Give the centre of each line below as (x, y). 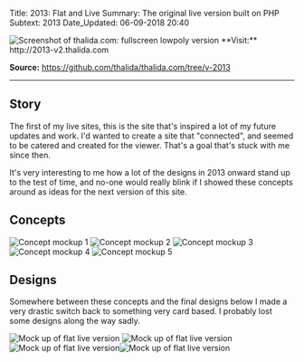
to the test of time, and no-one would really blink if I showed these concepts (152, 182)
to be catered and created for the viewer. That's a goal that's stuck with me (150, 145)
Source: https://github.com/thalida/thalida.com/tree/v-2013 (120, 67)
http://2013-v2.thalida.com (59, 50)
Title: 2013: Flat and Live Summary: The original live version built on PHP (145, 13)
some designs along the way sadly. (75, 321)
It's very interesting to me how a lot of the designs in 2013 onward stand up (150, 172)
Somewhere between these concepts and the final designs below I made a (148, 301)
